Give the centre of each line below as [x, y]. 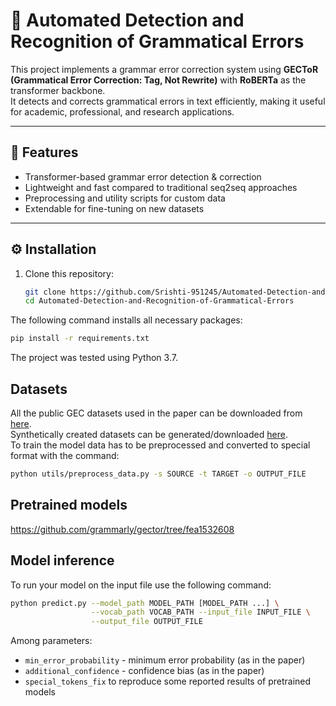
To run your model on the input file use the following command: [141, 585]
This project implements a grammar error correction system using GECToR [164, 69]
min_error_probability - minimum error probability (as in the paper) [165, 660]
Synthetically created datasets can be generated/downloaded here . [149, 434]
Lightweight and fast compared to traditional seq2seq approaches [161, 187]
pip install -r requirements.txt [80, 339]
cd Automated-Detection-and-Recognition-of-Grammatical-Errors [159, 301]
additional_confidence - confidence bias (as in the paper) [144, 671]
